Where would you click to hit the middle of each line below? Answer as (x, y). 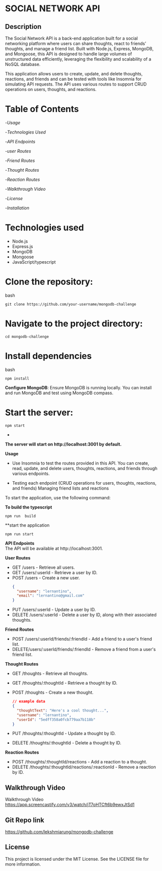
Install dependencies (48, 356)
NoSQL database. (23, 64)
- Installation (17, 208)
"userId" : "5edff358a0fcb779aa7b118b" (56, 719)
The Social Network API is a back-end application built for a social (71, 38)
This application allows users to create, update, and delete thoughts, (74, 74)
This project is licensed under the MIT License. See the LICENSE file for (77, 859)
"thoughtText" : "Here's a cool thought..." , (63, 710)
